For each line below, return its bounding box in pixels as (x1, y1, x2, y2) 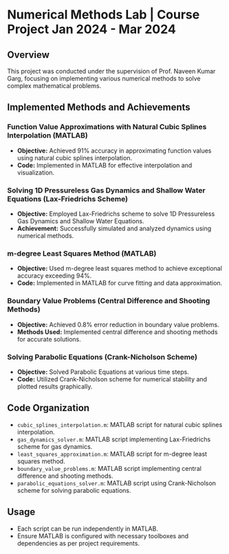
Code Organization (7, 402, 90, 414)
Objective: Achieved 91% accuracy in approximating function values (17, 146, 212, 155)
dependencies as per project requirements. (17, 539, 140, 547)
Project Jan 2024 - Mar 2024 (7, 21, 177, 37)
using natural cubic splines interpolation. (17, 153, 133, 162)
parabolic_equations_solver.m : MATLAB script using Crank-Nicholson (17, 478, 217, 487)
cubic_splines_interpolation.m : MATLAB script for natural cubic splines (17, 420, 223, 429)
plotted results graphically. (17, 382, 93, 390)
